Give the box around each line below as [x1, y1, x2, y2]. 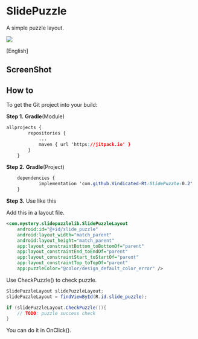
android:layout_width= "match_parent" [17, 232, 112, 238]
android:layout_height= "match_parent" [17, 237, 115, 244]
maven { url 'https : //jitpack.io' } [38, 141, 131, 147]
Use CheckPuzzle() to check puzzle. [6, 276, 97, 284]
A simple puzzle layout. [6, 24, 65, 31]
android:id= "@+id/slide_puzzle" [17, 226, 98, 232]
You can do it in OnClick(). [6, 327, 71, 334]
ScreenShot [6, 65, 52, 75]
